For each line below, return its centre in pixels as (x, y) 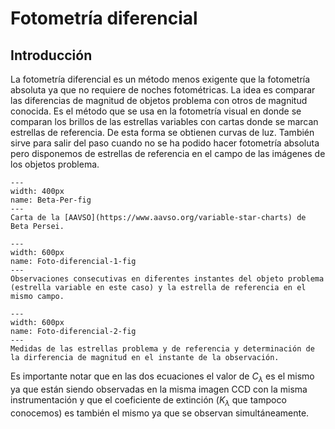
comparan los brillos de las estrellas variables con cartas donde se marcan (164, 121)
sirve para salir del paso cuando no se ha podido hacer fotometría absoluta (165, 143)
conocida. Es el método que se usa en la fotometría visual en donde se (156, 111)
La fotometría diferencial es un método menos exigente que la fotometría (160, 79)
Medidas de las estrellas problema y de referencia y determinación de (162, 349)
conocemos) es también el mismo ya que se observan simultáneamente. (160, 413)
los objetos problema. (55, 164)
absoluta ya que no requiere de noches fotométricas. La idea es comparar (163, 90)
